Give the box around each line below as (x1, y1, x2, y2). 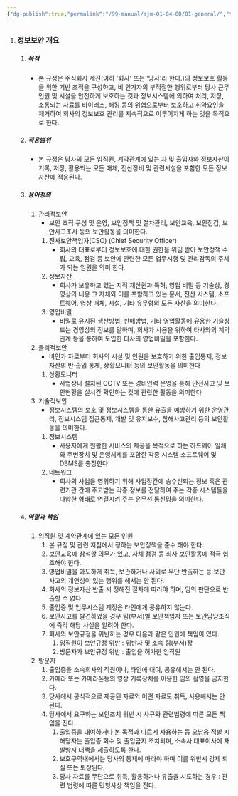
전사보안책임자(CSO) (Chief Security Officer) (48, 237, 178, 245)
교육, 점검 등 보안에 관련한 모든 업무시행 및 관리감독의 (68, 254, 217, 263)
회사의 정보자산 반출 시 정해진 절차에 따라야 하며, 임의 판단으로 (48, 585, 222, 594)
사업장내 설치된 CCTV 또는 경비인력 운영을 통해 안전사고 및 (59, 379, 223, 388)
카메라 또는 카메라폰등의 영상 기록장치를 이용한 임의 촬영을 (48, 674, 210, 683)
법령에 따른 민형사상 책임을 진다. (66, 781, 156, 790)
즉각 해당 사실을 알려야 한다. (56, 621, 134, 629)
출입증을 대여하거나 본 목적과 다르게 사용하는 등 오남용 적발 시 (59, 728, 230, 736)
